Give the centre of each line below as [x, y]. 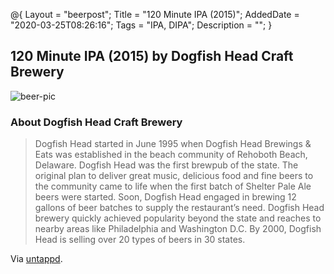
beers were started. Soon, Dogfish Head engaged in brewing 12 [165, 197]
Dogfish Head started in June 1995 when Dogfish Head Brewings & [173, 144]
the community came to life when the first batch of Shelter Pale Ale [173, 186]
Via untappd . [36, 259]
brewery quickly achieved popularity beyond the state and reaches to [178, 218]
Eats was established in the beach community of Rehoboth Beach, [171, 155]
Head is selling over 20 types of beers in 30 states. [140, 240]
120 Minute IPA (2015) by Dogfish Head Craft [152, 56]
